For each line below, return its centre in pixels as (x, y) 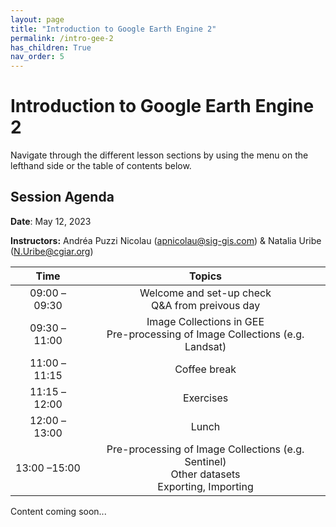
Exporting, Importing (205, 486)
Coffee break (205, 369)
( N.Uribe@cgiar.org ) (52, 251)
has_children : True (51, 47)
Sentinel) (205, 461)
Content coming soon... (58, 511)
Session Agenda (62, 197)
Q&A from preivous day (205, 305)
